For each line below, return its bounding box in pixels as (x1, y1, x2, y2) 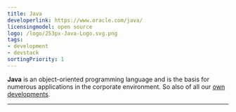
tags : (7, 36, 23, 43)
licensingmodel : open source (7, 23, 93, 30)
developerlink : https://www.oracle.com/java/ (7, 17, 143, 24)
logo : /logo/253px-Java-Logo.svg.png (7, 29, 118, 37)
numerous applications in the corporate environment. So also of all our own (7, 82, 225, 91)
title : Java (7, 10, 42, 17)
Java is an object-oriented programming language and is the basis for (7, 75, 210, 83)
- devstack (7, 50, 39, 57)
